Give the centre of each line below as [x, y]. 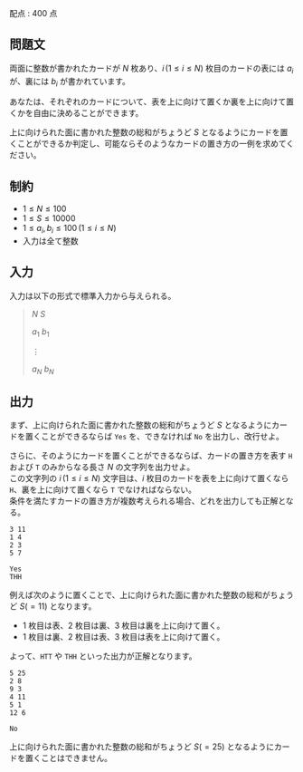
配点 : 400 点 [33, 13]
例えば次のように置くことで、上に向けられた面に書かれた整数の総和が [140, 595]
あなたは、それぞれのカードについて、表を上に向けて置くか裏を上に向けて [148, 101]
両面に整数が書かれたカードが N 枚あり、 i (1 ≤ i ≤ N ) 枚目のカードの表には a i [151, 69]
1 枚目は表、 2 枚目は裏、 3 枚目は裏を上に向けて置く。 [123, 626]
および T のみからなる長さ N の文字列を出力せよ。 [102, 467]
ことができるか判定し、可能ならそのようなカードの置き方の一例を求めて [151, 144]
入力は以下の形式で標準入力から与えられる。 [93, 295]
